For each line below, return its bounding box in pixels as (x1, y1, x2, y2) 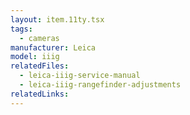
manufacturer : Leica (10, 42, 97, 53)
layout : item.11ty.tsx (10, 14, 105, 25)
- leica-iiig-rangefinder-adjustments (19, 80, 182, 90)
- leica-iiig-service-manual (19, 71, 141, 81)
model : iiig (10, 52, 60, 62)
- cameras (19, 33, 60, 43)
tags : (10, 24, 33, 34)
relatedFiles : (10, 61, 70, 71)
